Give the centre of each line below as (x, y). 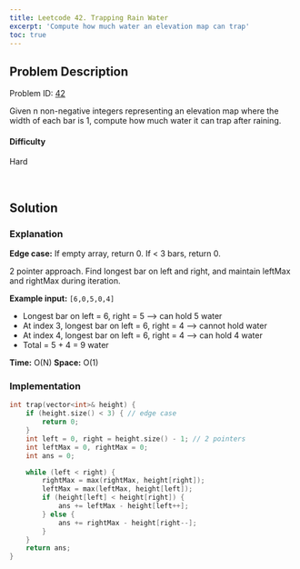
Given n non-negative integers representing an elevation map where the (144, 111)
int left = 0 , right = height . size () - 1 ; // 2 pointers (136, 439)
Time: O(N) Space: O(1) (54, 363)
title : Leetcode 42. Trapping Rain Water (89, 18)
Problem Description (69, 71)
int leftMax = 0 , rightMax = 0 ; (87, 447)
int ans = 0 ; (50, 455)
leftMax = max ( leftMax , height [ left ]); (118, 489)
